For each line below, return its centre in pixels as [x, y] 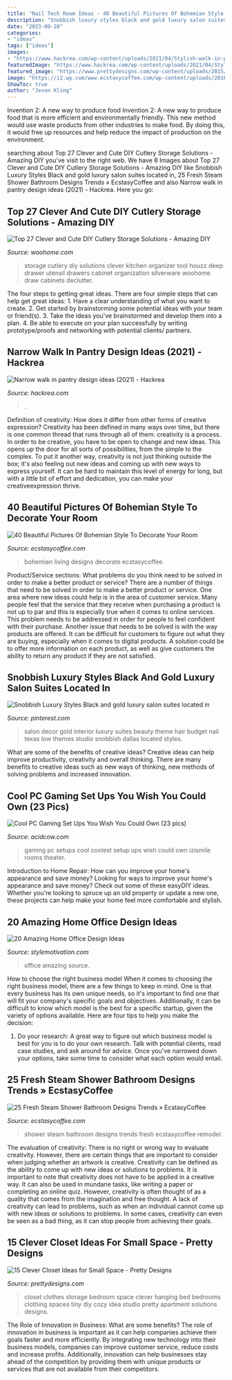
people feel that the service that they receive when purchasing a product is [114, 604]
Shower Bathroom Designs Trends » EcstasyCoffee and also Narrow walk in [115, 182]
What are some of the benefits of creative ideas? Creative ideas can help [111, 752]
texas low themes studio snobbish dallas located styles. [103, 739]
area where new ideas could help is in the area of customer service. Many [112, 597]
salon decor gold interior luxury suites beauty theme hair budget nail [122, 731]
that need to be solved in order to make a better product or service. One [110, 590]
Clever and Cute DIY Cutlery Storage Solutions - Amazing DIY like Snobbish [115, 168]
